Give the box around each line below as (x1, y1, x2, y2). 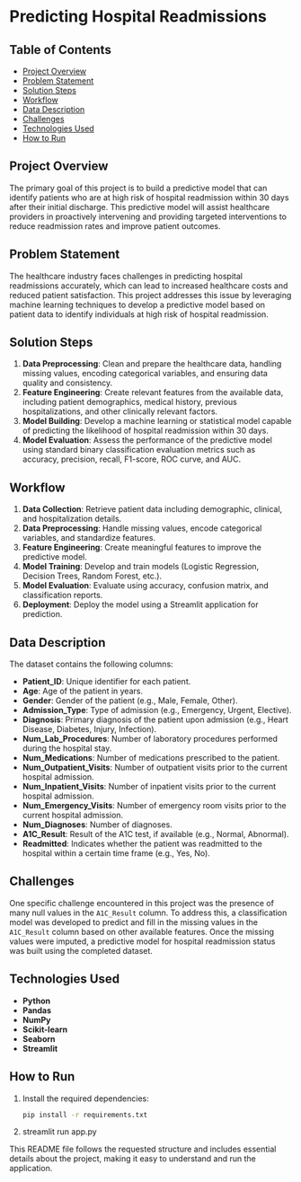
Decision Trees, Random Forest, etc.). (22, 570, 163, 581)
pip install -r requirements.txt (22, 1110, 148, 1119)
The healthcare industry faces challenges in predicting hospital (9, 270, 243, 281)
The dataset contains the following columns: (9, 658, 173, 670)
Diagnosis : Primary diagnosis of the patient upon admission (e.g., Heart (22, 714, 289, 725)
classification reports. (22, 590, 103, 601)
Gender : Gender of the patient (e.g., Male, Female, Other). (22, 695, 238, 706)
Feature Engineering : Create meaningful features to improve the (22, 542, 262, 553)
